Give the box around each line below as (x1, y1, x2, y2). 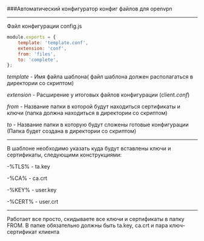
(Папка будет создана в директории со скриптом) (7, 127, 137, 135)
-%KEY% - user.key (7, 187, 57, 194)
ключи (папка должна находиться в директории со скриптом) (7, 109, 168, 117)
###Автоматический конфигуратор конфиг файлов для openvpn (7, 5, 173, 12)
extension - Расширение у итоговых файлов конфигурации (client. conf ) (7, 91, 190, 98)
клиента (38, 228, 60, 236)
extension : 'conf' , (18, 45, 67, 51)
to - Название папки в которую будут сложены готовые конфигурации (7, 121, 189, 129)
